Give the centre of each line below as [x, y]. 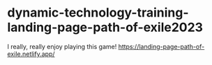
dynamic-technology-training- [98, 13]
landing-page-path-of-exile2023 [105, 27]
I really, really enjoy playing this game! [62, 46]
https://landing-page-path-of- [161, 46]
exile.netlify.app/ [31, 54]
